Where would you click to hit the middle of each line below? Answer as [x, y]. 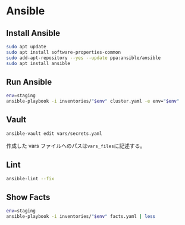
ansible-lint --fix [30, 178]
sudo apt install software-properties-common [63, 52]
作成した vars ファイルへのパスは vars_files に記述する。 [76, 146]
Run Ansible [29, 82]
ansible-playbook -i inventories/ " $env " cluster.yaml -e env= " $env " [93, 101]
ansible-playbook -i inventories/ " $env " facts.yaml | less [81, 217]
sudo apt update [26, 47]
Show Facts [28, 197]
